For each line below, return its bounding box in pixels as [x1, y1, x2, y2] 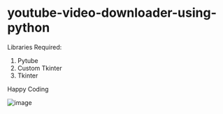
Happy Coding [7, 85, 49, 93]
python [7, 20, 50, 36]
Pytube [17, 56, 38, 64]
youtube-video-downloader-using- [7, 5, 217, 21]
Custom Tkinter [17, 64, 62, 72]
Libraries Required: [7, 43, 62, 51]
